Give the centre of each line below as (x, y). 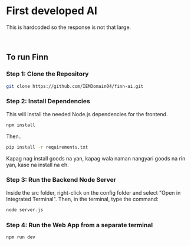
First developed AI (52, 11)
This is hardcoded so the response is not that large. (69, 27)
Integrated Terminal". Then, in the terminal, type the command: (83, 199)
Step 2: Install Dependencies (48, 101)
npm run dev (21, 237)
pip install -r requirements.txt (47, 147)
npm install (21, 125)
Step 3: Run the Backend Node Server (61, 180)
